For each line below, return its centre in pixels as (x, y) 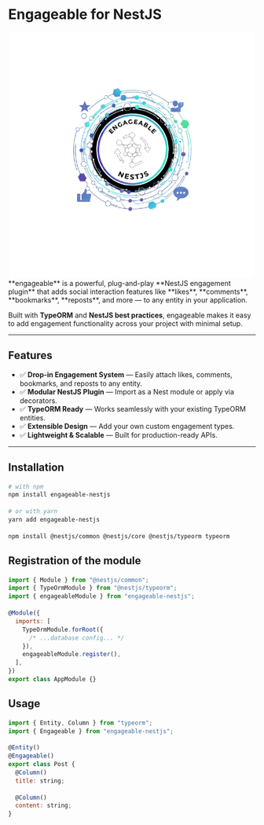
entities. (32, 417)
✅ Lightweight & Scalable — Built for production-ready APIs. (118, 434)
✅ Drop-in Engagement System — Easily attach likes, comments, (126, 374)
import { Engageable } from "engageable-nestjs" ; (91, 731)
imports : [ (33, 621)
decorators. (38, 400)
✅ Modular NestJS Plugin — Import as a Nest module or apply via (126, 391)
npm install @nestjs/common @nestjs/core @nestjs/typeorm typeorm (119, 536)
